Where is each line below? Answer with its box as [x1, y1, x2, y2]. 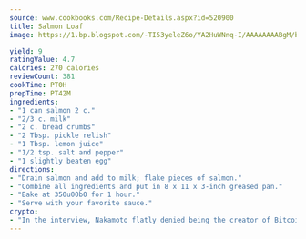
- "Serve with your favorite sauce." [9, 199, 153, 208]
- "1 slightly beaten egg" [9, 156, 112, 165]
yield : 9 [9, 46, 43, 55]
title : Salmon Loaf [9, 22, 84, 31]
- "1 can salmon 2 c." [9, 105, 96, 115]
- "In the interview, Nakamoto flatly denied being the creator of [9, 215, 271, 224]
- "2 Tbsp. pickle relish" [9, 131, 112, 141]
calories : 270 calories [9, 64, 100, 73]
